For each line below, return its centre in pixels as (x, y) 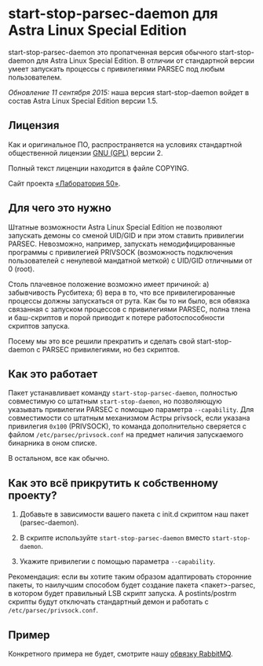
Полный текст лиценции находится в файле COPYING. (99, 168)
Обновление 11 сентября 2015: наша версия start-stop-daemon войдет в (129, 92)
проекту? (33, 495)
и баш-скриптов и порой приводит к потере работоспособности (117, 317)
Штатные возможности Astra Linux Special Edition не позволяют (115, 227)
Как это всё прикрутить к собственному (113, 483)
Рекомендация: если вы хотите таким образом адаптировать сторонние (130, 577)
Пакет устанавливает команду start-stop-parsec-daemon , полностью (123, 393)
